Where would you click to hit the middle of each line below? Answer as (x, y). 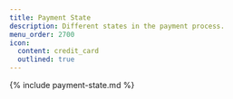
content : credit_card (58, 51)
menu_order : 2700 (42, 34)
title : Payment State (50, 18)
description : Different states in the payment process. (117, 26)
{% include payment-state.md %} (72, 85)
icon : (19, 43)
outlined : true (46, 59)
